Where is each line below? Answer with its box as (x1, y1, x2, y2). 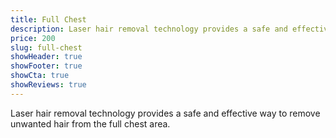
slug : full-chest (10, 42, 83, 53)
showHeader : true (10, 52, 83, 62)
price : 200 (10, 33, 56, 43)
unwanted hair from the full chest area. (10, 117, 171, 130)
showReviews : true (10, 80, 87, 90)
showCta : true (10, 71, 70, 81)
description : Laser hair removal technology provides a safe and (10, 24, 288, 34)
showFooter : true (10, 61, 83, 71)
